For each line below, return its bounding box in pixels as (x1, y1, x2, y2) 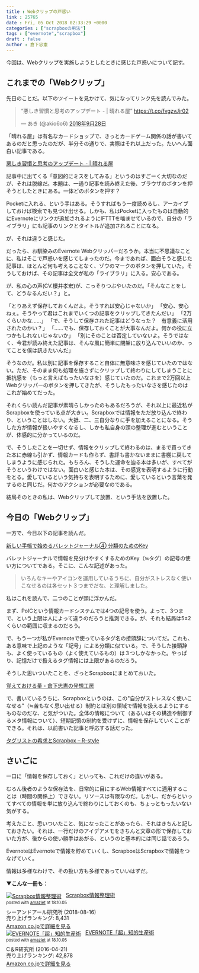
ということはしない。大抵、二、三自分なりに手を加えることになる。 (16, 416, 182, 423)
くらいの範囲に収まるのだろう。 (6, 622, 84, 629)
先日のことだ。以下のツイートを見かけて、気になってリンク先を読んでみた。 (6, 94, 192, 101)
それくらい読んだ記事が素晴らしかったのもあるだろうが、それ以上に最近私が (6, 401, 192, 409)
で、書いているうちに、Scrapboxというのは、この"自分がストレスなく (6, 694, 177, 701)
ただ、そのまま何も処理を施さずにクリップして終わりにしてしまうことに (16, 366, 192, 374)
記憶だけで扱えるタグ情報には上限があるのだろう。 (16, 656, 140, 664)
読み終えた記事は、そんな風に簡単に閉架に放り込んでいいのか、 (31, 339, 188, 346)
